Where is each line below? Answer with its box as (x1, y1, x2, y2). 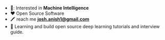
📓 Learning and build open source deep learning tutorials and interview (10, 24, 160, 29)
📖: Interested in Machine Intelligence (10, 5, 89, 11)
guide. (10, 29, 24, 35)
